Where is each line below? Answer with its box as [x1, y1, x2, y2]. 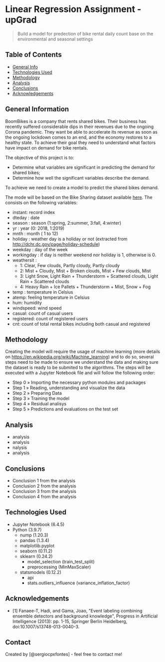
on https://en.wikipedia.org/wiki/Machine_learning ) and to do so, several [5, 354, 154, 360]
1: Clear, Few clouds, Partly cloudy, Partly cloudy [19, 262, 120, 268]
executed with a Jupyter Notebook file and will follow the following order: [5, 370, 156, 376]
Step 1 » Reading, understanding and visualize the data [12, 385, 126, 391]
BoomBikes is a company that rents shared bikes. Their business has [5, 118, 147, 124]
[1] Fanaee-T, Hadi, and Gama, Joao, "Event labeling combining [12, 607, 143, 613]
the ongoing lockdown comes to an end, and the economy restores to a [5, 134, 152, 140]
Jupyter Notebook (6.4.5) [12, 521, 65, 527]
